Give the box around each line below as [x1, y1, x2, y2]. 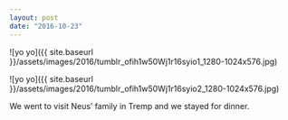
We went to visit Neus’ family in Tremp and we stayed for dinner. [9, 100, 250, 111]
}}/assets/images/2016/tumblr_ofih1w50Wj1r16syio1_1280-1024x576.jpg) [9, 56, 278, 67]
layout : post [9, 13, 59, 23]
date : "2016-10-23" [9, 22, 83, 31]
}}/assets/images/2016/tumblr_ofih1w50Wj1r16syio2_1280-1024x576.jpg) [9, 83, 280, 94]
